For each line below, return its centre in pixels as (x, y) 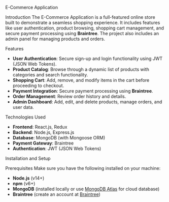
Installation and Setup (28, 158)
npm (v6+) (24, 183)
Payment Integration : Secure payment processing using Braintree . (83, 91)
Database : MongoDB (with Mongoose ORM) (59, 138)
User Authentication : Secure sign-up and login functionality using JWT (88, 59)
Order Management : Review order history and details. (69, 96)
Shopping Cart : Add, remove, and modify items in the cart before (81, 80)
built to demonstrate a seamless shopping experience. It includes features (83, 23)
